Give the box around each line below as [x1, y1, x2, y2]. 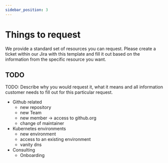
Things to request [5, 29, 81, 40]
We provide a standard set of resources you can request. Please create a [5, 46, 156, 52]
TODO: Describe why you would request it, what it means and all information [5, 84, 163, 90]
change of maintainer [20, 120, 64, 126]
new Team [20, 110, 42, 116]
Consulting [12, 147, 35, 153]
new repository [20, 104, 52, 110]
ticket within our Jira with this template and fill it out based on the [5, 51, 140, 57]
